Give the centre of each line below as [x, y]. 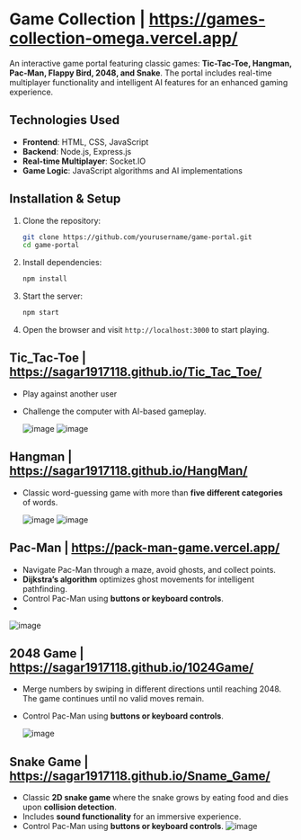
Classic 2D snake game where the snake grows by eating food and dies [155, 798]
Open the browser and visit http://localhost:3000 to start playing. [146, 330]
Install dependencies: [62, 263]
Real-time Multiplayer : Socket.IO [84, 161]
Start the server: [53, 296]
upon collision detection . [69, 807]
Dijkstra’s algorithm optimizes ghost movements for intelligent [138, 579]
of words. [40, 502]
